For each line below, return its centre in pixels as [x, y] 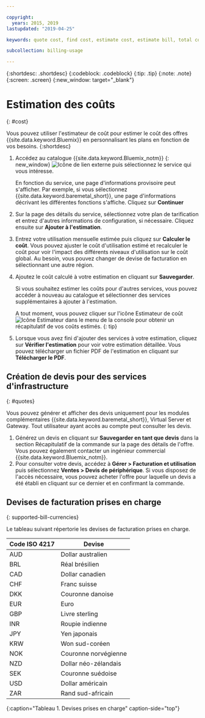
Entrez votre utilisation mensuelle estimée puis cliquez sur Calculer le [103, 239]
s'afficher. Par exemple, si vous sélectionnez [71, 189]
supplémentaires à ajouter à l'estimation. [66, 302]
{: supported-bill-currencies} [43, 517]
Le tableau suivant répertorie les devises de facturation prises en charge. [98, 529]
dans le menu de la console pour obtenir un [120, 320]
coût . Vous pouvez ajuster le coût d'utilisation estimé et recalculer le [101, 245]
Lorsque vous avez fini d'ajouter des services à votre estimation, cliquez [106, 338]
